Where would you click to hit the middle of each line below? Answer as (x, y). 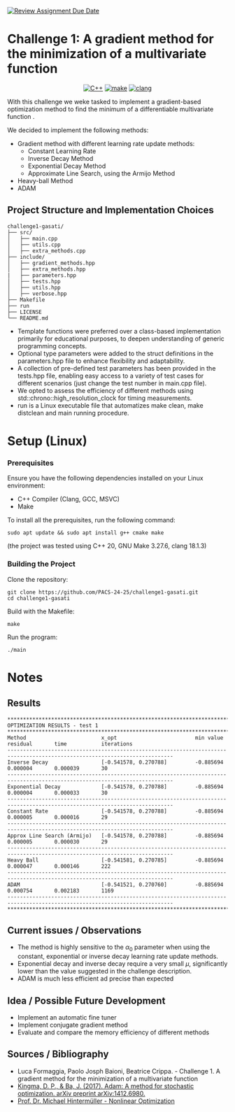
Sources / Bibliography (58, 1054)
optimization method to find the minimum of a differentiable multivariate (111, 109)
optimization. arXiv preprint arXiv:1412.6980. (81, 1093)
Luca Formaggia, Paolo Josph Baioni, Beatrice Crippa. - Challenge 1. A (119, 1071)
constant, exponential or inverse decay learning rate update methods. (118, 956)
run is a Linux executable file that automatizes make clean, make (111, 405)
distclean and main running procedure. (73, 413)
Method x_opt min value (115, 738)
